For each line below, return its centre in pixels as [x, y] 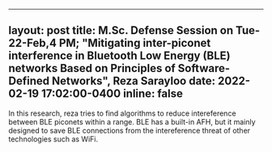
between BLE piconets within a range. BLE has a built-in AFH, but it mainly [132, 121]
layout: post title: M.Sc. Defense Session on [121, 30]
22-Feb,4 [32, 43]
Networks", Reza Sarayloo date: [134, 81]
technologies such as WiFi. [53, 139]
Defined [29, 81]
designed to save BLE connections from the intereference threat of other [130, 130]
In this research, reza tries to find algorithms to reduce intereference [122, 113]
